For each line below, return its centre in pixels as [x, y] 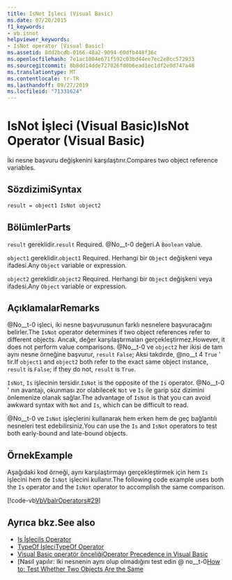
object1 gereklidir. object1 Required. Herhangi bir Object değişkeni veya [110, 258]
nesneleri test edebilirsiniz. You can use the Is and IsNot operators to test [112, 426]
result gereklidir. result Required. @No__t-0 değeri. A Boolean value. [105, 244]
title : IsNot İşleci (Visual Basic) [60, 14]
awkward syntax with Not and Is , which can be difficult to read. [98, 405]
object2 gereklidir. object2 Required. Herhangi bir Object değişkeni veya [110, 278]
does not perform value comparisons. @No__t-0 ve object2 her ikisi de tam [115, 347]
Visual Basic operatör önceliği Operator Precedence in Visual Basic [113, 554]
